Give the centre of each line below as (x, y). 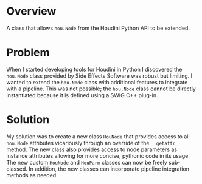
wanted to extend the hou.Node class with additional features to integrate (97, 82)
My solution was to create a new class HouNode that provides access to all (98, 136)
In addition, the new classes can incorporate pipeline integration (109, 169)
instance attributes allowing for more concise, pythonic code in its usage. (98, 155)
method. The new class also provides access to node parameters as (92, 149)
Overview (31, 11)
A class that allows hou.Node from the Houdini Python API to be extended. (98, 28)
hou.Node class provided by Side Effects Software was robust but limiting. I (99, 76)
